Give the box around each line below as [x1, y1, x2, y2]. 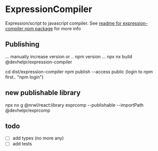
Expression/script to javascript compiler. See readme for [5, 20, 122, 26]
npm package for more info [24, 25, 82, 31]
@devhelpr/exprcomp [5, 107, 50, 113]
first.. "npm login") [5, 74, 44, 80]
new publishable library [5, 89, 81, 97]
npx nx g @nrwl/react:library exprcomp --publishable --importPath [5, 102, 144, 108]
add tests [12, 141, 32, 147]
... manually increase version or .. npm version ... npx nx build [5, 53, 132, 59]
